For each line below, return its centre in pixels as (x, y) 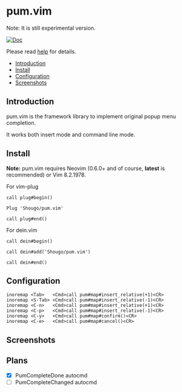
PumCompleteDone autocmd (51, 375)
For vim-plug (22, 186)
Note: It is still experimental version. (51, 28)
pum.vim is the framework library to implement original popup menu (91, 116)
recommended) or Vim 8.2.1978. (46, 175)
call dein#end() (27, 262)
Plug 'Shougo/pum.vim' (35, 208)
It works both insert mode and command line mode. (71, 134)
